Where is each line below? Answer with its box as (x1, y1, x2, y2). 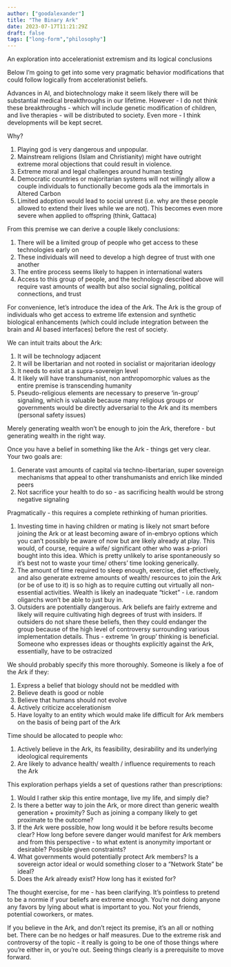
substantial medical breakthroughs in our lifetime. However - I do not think (7, 96, 219, 105)
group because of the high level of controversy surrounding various (17, 625, 210, 633)
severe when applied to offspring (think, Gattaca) (17, 212, 157, 220)
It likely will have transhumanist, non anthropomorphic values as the (17, 374, 210, 383)
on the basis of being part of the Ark (17, 718, 121, 727)
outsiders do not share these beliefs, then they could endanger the (17, 617, 207, 626)
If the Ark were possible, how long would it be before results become (17, 823, 214, 831)
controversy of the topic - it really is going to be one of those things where (7, 939, 219, 947)
